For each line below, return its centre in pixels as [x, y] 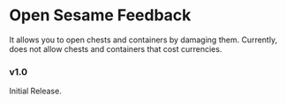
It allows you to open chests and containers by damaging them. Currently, [143, 40]
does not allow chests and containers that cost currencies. [116, 48]
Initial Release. [35, 91]
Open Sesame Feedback [100, 15]
